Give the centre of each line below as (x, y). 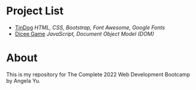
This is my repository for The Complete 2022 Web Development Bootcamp (98, 74)
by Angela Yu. (23, 80)
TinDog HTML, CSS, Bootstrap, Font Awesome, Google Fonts (90, 27)
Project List (35, 11)
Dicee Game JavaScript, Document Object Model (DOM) (84, 33)
